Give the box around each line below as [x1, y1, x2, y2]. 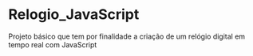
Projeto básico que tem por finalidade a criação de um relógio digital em [8, 32, 246, 41]
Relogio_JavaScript [8, 6, 140, 24]
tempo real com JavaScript [8, 39, 97, 49]
